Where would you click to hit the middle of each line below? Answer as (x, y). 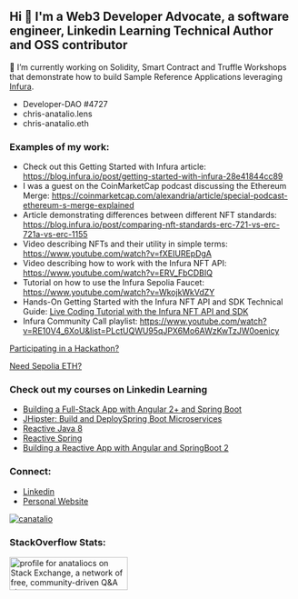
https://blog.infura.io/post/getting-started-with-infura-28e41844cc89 (153, 176)
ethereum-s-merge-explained (78, 205)
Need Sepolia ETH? (46, 366)
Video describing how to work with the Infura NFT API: (124, 264)
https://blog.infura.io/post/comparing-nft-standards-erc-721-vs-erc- (151, 225)
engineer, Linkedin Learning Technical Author (142, 31)
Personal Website (55, 501)
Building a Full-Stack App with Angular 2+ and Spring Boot (132, 409)
